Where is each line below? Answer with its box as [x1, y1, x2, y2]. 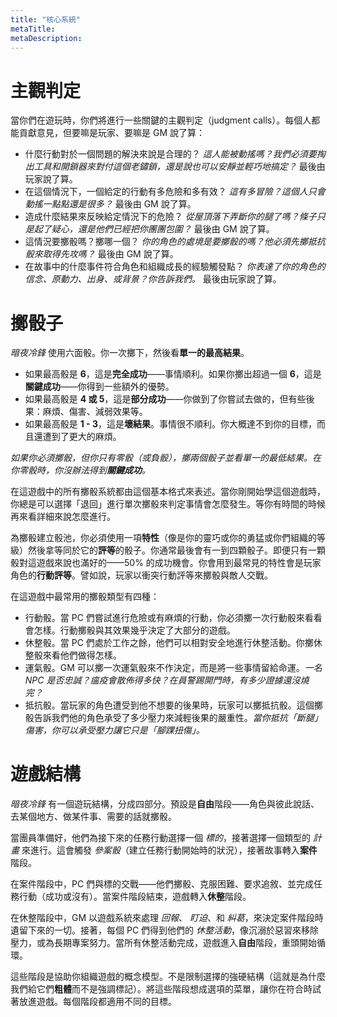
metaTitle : [10, 24, 56, 34]
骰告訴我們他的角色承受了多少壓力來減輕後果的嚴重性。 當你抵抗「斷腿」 [24, 712, 323, 724]
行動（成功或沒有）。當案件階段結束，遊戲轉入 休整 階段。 [18, 891, 252, 903]
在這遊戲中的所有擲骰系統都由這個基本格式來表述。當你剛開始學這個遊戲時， [10, 486, 326, 498]
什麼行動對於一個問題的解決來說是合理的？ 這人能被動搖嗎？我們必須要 [24, 148, 317, 160]
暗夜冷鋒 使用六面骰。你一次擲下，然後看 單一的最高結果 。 [10, 347, 250, 359]
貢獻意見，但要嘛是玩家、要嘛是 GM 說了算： [18, 127, 205, 139]
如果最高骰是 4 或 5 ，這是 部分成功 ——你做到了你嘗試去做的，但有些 [24, 393, 307, 405]
